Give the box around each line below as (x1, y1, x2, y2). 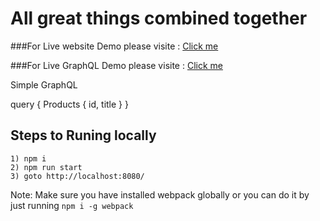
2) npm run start (10, 162, 83, 172)
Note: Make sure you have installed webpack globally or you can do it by (10, 188, 310, 201)
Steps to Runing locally (10, 127, 157, 144)
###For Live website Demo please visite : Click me (10, 40, 219, 52)
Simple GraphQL (10, 78, 78, 91)
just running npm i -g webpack (10, 199, 134, 211)
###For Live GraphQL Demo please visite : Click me (10, 59, 223, 71)
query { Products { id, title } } (10, 98, 129, 110)
